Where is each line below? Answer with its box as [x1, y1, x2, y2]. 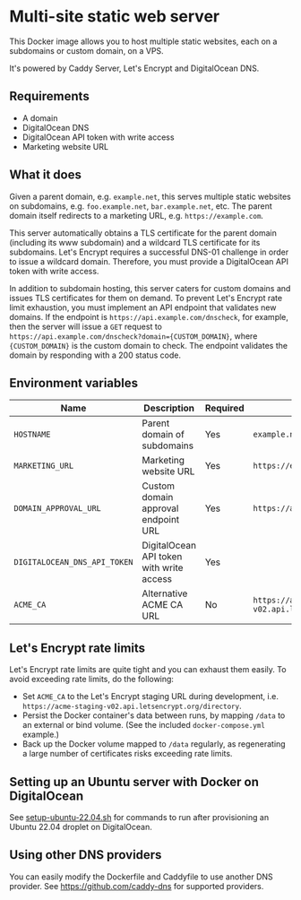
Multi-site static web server [9, 6, 220, 27]
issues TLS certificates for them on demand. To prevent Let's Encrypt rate [9, 292, 283, 303]
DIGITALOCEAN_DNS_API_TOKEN [13, 558, 133, 567]
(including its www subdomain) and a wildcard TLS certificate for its [9, 237, 261, 247]
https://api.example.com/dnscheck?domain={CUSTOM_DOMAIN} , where [9, 330, 258, 342]
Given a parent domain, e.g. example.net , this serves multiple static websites [9, 191, 291, 202]
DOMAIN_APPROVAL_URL [13, 504, 101, 514]
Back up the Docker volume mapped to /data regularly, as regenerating [21, 739, 286, 749]
